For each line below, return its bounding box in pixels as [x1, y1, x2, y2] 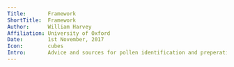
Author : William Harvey [7, 23, 92, 30]
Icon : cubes [7, 43, 64, 50]
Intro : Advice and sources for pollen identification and [7, 50, 198, 57]
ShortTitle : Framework [7, 17, 77, 24]
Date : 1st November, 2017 [7, 36, 104, 43]
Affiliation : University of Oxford [7, 29, 111, 37]
